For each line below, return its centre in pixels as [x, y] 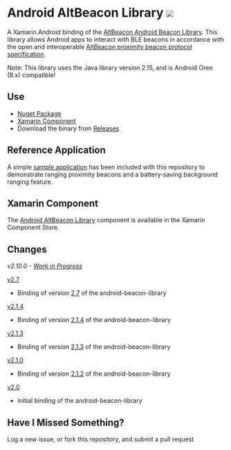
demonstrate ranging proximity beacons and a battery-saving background [112, 174]
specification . [27, 54]
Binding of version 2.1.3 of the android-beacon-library [94, 347]
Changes [27, 249]
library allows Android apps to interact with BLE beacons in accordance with [116, 39]
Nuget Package [39, 113]
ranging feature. [30, 181]
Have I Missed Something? [66, 423]
